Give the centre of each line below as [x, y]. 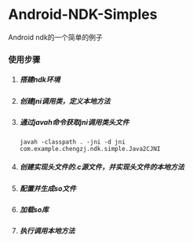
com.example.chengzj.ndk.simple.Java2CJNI [90, 148]
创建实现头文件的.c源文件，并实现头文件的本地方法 [102, 167]
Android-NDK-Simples [83, 15]
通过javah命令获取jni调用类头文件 [74, 123]
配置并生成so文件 [48, 188]
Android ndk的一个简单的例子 [56, 37]
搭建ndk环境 [40, 79]
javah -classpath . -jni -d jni [72, 142]
